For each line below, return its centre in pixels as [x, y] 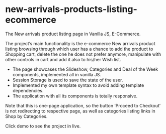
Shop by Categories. [26, 116]
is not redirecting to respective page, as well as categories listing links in [80, 111]
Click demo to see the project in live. [43, 126]
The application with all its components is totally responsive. [75, 96]
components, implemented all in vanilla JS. [57, 74]
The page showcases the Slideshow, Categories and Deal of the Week [85, 69]
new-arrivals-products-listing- [71, 9]
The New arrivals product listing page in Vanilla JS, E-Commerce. [73, 34]
